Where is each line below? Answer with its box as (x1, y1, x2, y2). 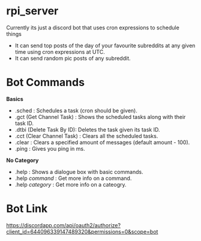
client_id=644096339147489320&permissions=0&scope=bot (6, 228, 158, 235)
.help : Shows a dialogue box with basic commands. (14, 168, 143, 175)
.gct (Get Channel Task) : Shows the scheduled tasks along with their (14, 113, 186, 120)
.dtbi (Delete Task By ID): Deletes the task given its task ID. (14, 126, 160, 133)
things (6, 30, 22, 37)
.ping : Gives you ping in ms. (14, 145, 85, 152)
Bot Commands (6, 76, 85, 89)
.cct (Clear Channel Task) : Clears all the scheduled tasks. (14, 132, 158, 139)
